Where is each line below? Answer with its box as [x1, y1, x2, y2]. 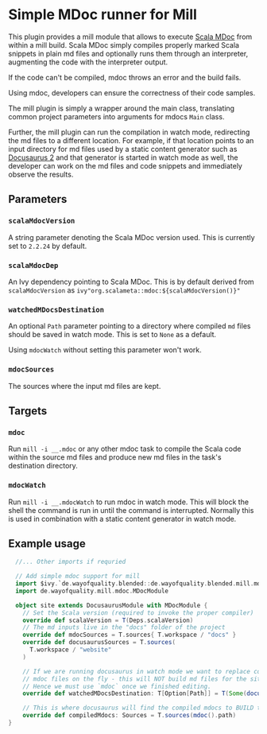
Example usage [8, 537, 86, 550]
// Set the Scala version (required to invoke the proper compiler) [22, 608, 254, 617]
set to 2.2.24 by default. [8, 241, 87, 250]
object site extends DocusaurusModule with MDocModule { [15, 601, 208, 609]
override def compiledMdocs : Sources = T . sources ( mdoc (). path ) [22, 712, 237, 720]
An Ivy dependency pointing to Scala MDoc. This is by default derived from [8, 277, 254, 286]
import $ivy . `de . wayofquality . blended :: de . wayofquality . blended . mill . [15, 580, 254, 588]
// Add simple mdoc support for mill [15, 573, 141, 581]
